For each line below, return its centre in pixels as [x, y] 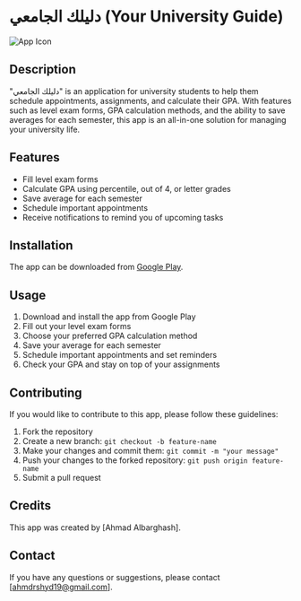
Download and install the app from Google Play [109, 317]
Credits [30, 505]
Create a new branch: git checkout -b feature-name [119, 441]
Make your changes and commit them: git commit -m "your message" [150, 451]
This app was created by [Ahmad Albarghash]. [95, 527]
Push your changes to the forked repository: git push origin [135, 460]
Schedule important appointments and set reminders [120, 355]
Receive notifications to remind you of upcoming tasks [123, 217]
